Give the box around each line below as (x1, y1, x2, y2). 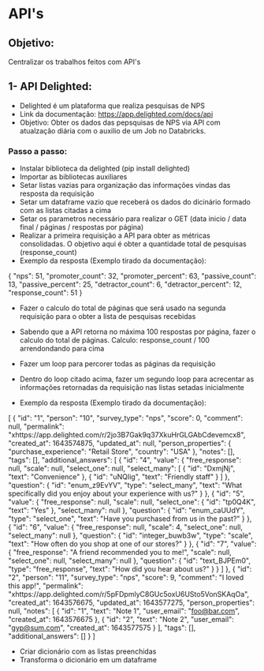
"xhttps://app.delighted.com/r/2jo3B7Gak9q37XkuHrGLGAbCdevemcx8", (8, 430, 246, 440)
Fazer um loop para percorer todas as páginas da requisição (19, 359, 216, 369)
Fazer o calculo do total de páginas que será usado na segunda (19, 303, 226, 313)
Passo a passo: (8, 145, 68, 156)
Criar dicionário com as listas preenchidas (19, 647, 157, 656)
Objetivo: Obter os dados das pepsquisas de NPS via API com (19, 118, 221, 127)
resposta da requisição (19, 189, 95, 198)
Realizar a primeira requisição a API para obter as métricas (19, 231, 210, 241)
